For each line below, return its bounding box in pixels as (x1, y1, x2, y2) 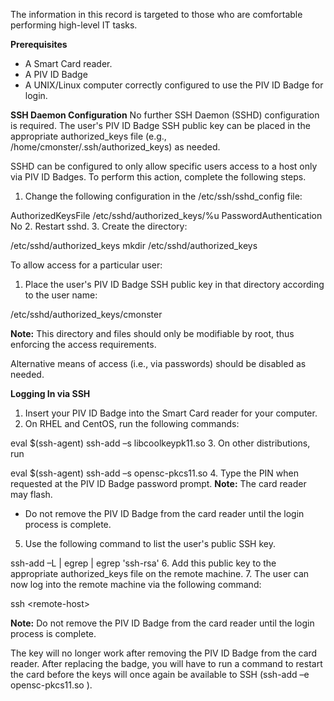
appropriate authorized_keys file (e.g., (10, 130, 167, 142)
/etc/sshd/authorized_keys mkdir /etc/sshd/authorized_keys (10, 240, 258, 251)
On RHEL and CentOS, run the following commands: (24, 418, 240, 429)
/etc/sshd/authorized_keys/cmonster (10, 309, 163, 320)
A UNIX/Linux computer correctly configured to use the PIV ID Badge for (24, 79, 324, 91)
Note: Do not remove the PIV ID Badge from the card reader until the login (10, 617, 315, 629)
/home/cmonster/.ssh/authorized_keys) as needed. (10, 141, 221, 153)
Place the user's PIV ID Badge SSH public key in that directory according (24, 279, 325, 290)
